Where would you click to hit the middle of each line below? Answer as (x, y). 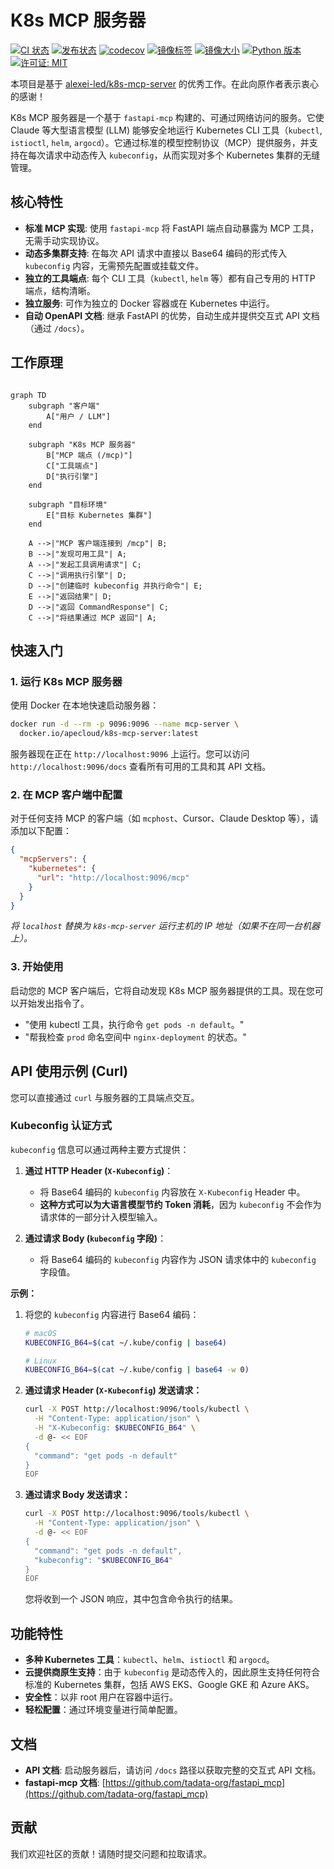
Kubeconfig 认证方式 (61, 1126)
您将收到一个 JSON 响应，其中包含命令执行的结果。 (131, 1599)
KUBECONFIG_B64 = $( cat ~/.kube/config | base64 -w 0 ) (137, 1370)
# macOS (40, 1333)
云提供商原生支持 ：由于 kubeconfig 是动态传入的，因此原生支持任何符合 (172, 1672)
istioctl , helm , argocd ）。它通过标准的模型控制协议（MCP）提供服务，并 (160, 142)
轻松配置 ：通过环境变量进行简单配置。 (103, 1710)
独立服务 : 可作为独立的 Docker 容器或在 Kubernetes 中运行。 (149, 303)
